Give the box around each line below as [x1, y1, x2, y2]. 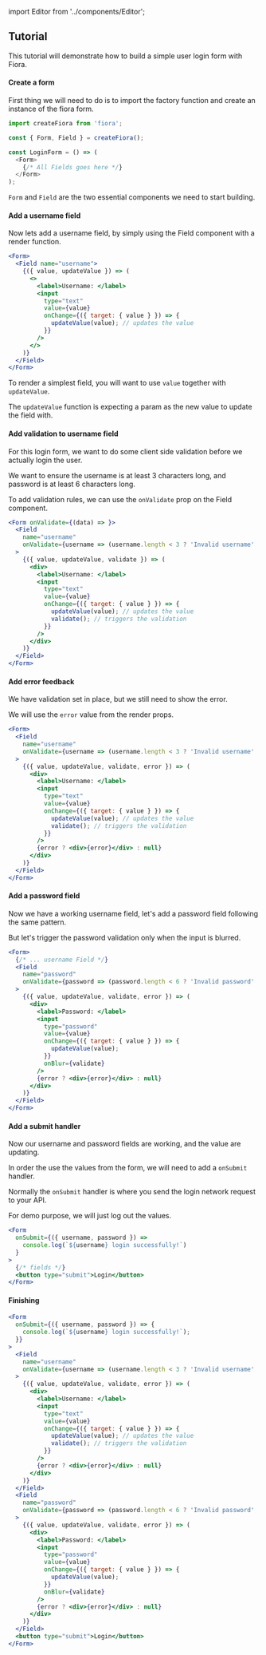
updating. [8, 1147, 40, 1157]
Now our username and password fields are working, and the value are [8, 1139, 241, 1149]
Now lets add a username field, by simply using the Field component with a [8, 228, 255, 238]
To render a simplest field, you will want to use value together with [8, 378, 226, 388]
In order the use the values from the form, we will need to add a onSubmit [8, 1163, 248, 1173]
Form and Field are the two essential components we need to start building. [8, 192, 256, 202]
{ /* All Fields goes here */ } [22, 163, 123, 171]
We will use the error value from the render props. [8, 710, 174, 719]
